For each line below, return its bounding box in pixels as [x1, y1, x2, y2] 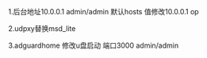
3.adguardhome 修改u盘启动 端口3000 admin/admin [8, 41, 179, 50]
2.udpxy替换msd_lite [8, 24, 76, 33]
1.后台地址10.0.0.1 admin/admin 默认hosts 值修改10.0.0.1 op [8, 7, 200, 16]
